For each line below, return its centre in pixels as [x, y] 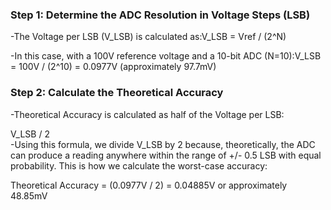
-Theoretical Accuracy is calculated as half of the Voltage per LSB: [147, 114]
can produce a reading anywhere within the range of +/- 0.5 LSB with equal [166, 155]
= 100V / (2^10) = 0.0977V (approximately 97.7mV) [113, 67]
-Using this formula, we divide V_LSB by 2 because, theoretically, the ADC [163, 144]
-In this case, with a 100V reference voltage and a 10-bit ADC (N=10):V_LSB [166, 56]
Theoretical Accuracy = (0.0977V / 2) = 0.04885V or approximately [149, 185]
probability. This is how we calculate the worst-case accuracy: [139, 165]
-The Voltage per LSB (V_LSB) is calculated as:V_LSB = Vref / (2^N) [148, 37]
